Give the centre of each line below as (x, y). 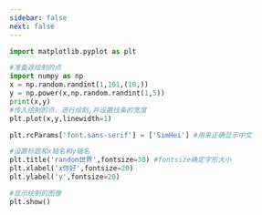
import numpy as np (47, 77)
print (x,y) (30, 101)
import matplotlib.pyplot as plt (73, 51)
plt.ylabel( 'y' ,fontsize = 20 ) (65, 177)
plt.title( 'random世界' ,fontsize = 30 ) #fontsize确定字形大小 (121, 160)
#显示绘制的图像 (36, 193)
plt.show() (30, 201)
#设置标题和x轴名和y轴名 (50, 151)
